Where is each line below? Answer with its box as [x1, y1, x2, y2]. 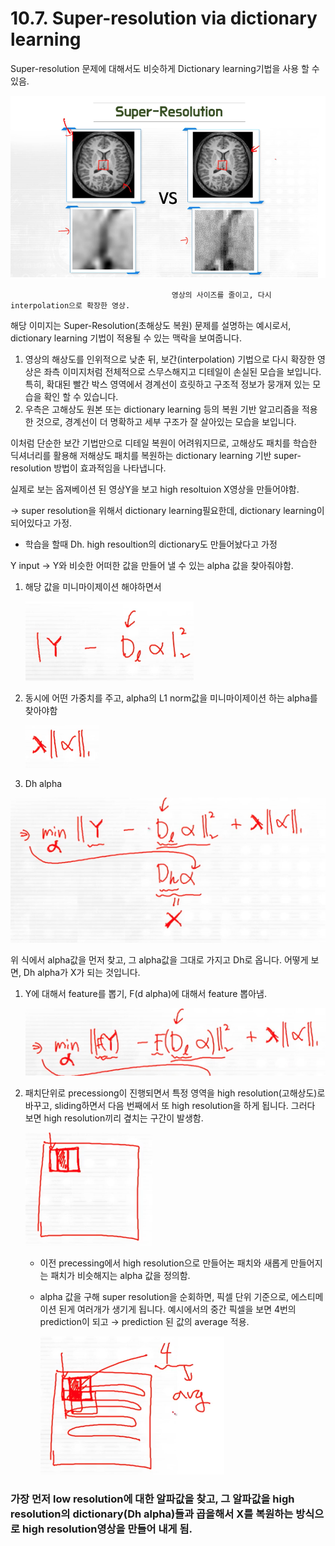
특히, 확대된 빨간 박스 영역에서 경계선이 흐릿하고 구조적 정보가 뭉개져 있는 [24, 378, 311, 390]
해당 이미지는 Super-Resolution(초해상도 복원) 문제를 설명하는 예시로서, [10, 319, 292, 331]
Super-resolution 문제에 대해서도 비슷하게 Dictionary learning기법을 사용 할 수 [10, 62, 320, 74]
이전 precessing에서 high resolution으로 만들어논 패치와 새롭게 [39, 1257, 289, 1269]
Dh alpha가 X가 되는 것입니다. [23, 967, 141, 979]
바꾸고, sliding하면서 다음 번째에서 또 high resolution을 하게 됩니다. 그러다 [24, 1100, 316, 1112]
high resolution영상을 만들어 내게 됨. [21, 1522, 193, 1536]
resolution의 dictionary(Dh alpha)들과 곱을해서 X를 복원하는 [10, 1507, 294, 1521]
